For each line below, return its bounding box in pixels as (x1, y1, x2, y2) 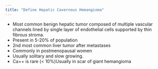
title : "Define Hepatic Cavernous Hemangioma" (5, 7, 104, 12)
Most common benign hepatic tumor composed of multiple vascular (12, 21, 153, 27)
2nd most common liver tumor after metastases (12, 42, 111, 48)
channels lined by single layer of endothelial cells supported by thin (12, 26, 152, 32)
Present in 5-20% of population (12, 37, 78, 43)
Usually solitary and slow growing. (12, 53, 84, 59)
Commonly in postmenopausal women (12, 47, 92, 53)
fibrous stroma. (12, 31, 44, 37)
